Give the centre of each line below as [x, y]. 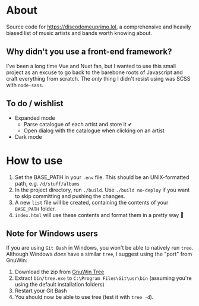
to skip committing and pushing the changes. [70, 196]
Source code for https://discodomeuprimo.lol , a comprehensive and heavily [99, 27]
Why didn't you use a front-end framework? [89, 52]
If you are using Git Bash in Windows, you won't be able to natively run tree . [100, 248]
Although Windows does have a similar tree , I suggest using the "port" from [99, 254]
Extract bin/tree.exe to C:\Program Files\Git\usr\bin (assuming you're [103, 278]
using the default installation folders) [60, 285]
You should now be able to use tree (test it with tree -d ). [84, 297]
